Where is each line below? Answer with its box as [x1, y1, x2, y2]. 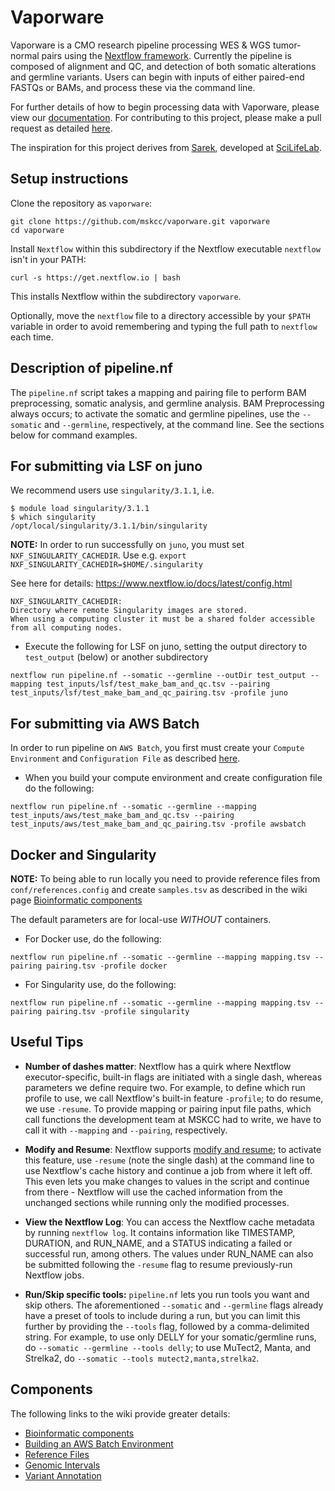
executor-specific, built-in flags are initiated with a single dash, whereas [24, 1071, 323, 1083]
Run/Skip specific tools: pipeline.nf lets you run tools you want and [24, 1288, 310, 1300]
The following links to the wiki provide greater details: [10, 1407, 231, 1420]
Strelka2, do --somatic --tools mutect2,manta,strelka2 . [24, 1352, 260, 1364]
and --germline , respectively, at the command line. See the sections [44, 418, 325, 430]
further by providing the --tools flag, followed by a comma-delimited [24, 1320, 310, 1332]
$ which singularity [10, 512, 97, 523]
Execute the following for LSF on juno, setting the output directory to [24, 641, 308, 653]
